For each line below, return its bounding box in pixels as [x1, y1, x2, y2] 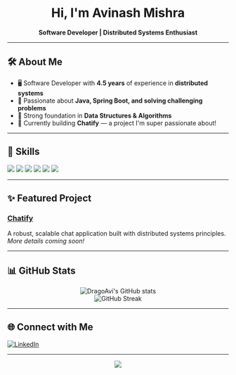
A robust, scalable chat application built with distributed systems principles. [7, 229, 226, 238]
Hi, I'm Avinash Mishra [51, 5, 185, 21]
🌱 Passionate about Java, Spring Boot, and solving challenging [17, 96, 203, 105]
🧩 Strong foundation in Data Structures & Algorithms [17, 111, 172, 120]
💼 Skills [7, 146, 40, 158]
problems [17, 103, 47, 112]
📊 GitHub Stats [7, 265, 76, 277]
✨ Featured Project [7, 192, 92, 204]
